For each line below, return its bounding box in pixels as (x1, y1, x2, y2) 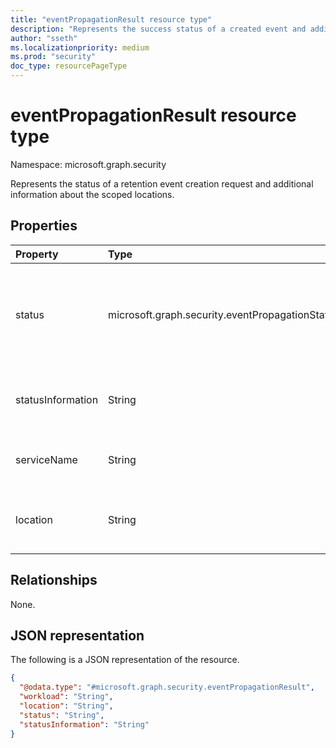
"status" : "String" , (19, 710, 105, 720)
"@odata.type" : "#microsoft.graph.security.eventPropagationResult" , (19, 682, 315, 693)
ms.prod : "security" (10, 52, 97, 62)
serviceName (15, 452, 78, 466)
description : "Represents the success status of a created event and (10, 24, 307, 34)
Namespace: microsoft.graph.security (10, 158, 167, 170)
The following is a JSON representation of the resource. (10, 654, 240, 666)
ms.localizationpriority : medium (10, 42, 150, 53)
